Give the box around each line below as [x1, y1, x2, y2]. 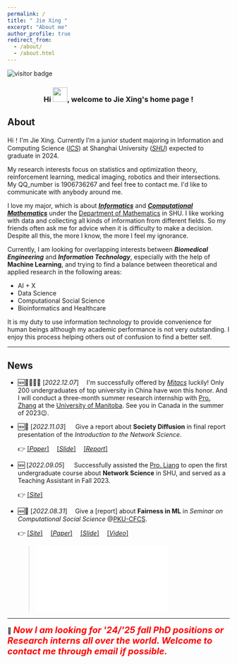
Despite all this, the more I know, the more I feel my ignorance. [7, 231, 189, 240]
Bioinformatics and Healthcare [17, 303, 107, 312]
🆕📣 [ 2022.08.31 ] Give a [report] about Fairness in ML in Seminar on [17, 507, 224, 516]
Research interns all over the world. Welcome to [7, 635, 213, 647]
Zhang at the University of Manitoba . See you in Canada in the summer [17, 401, 224, 410]
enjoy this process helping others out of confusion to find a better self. [7, 332, 212, 341]
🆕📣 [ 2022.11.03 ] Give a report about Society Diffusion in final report [17, 422, 226, 431]
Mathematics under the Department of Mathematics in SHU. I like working [7, 209, 224, 217]
